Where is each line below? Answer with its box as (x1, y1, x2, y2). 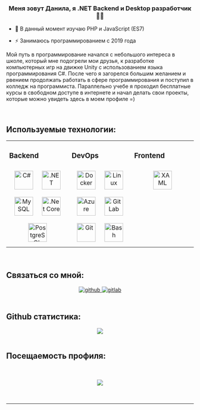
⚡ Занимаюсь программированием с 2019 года (14, 37, 136, 44)
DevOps (71, 151, 99, 161)
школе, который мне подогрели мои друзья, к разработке (6, 57, 155, 65)
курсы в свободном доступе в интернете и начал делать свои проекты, (6, 89, 189, 96)
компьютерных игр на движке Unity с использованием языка (6, 64, 163, 71)
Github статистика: (6, 312, 82, 322)
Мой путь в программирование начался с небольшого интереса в (6, 51, 176, 58)
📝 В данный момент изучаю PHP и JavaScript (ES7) (14, 25, 145, 32)
